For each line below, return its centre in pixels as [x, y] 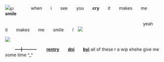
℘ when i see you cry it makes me [79, 8]
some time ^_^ [19, 55]
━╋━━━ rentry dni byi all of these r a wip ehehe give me [87, 49]
